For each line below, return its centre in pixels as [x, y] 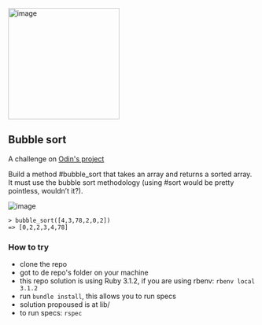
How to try [29, 247]
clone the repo [43, 264]
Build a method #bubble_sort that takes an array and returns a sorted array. [130, 174]
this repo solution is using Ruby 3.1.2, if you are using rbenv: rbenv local [137, 281]
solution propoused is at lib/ [65, 305]
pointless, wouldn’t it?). [46, 190]
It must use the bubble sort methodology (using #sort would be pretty [121, 182]
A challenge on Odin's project [56, 159]
